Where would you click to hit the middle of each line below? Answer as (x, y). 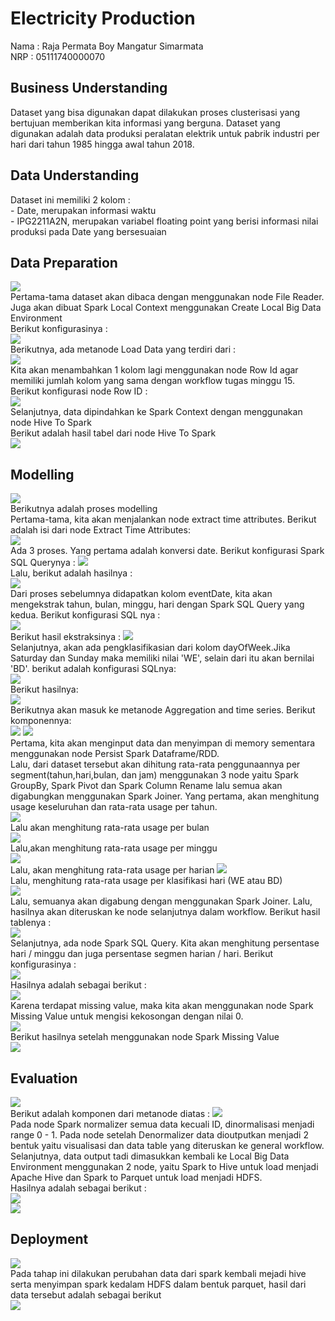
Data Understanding (75, 175)
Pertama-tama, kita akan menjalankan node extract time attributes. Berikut (163, 519)
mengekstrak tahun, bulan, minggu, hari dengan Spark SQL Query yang (157, 604)
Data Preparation (64, 262)
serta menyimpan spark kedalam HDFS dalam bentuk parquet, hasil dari (158, 1284)
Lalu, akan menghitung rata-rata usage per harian (112, 870)
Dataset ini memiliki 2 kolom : (70, 199)
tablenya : (31, 923)
